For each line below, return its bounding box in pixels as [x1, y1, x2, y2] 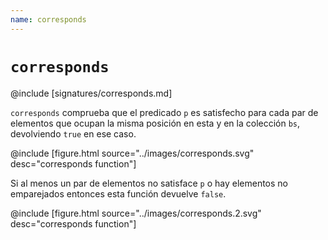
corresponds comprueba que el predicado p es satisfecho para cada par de [10, 106, 319, 118]
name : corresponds [10, 14, 87, 25]
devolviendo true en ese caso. [10, 127, 137, 140]
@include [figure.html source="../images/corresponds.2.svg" [10, 207, 262, 219]
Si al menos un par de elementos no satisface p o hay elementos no [10, 177, 289, 189]
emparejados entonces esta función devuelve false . [10, 187, 227, 200]
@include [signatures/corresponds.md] [10, 87, 173, 99]
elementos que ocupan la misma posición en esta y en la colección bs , [10, 117, 301, 129]
